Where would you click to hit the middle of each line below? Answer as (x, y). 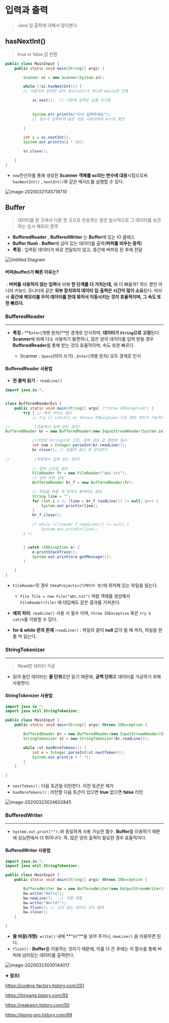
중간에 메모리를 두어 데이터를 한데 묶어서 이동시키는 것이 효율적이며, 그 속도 (83, 297)
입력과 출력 (27, 10)
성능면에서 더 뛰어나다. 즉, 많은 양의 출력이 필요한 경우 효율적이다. (82, 838)
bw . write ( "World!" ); (45, 903)
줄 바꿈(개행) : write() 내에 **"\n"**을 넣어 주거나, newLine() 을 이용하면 (84, 936)
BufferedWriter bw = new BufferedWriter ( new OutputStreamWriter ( (93, 889)
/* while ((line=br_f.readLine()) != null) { (80, 525)
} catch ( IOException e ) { (52, 547)
